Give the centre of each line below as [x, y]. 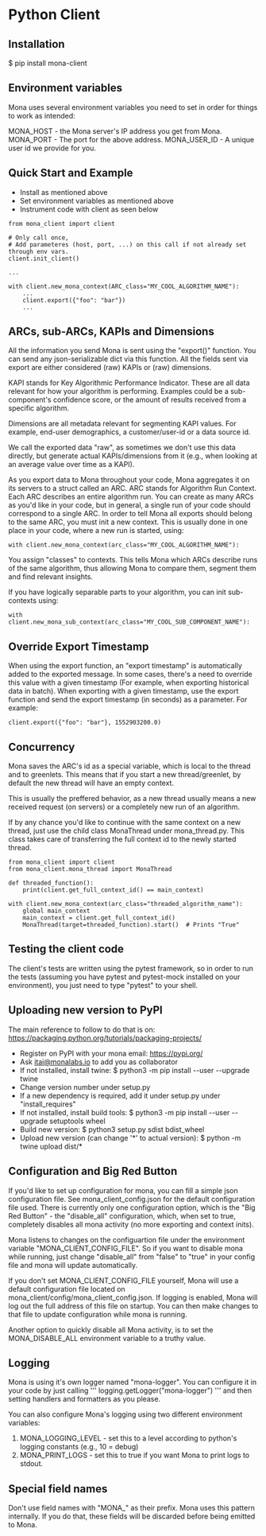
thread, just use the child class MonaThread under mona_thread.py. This [126, 831]
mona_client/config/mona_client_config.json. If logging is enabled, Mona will [133, 1297]
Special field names [58, 1489]
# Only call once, [39, 237]
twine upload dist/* [51, 1146]
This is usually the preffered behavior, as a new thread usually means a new [132, 799]
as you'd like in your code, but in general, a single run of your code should [130, 505]
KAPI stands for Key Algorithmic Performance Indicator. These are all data [129, 383]
